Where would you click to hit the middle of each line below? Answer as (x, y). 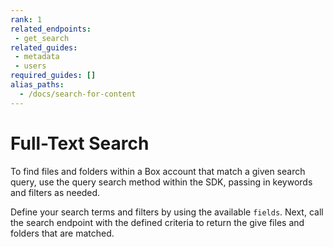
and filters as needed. (55, 192)
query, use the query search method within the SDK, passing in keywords (161, 182)
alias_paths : (37, 85)
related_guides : (44, 47)
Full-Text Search (80, 143)
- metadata (37, 57)
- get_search (42, 38)
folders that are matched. (62, 233)
